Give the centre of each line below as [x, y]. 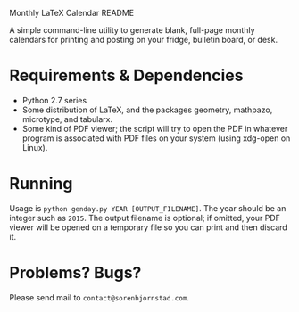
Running [41, 184]
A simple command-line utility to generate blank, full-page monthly [133, 30]
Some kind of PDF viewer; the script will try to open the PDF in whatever [155, 128]
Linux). [35, 147]
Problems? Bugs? [75, 273]
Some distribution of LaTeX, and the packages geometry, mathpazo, [147, 110]
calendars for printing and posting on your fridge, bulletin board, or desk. [144, 40]
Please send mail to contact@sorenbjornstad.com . [100, 297]
